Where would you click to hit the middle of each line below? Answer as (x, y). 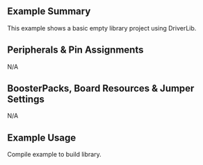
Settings (26, 99)
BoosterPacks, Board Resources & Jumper (101, 88)
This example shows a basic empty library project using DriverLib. (102, 28)
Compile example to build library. (55, 155)
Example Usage (42, 138)
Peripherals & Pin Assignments (75, 50)
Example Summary (49, 11)
